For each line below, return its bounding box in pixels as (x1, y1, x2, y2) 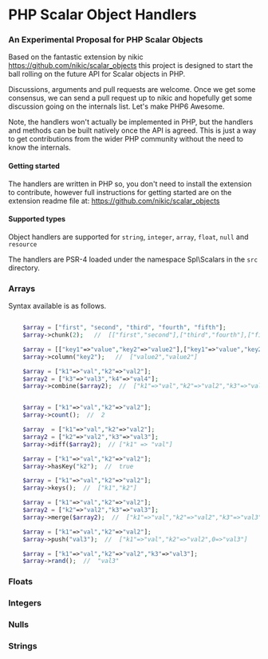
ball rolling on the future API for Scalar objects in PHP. (8, 70, 186, 79)
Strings (8, 641, 37, 651)
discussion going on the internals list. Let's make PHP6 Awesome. (8, 102, 225, 111)
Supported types (8, 214, 66, 224)
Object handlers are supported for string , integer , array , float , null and (8, 232, 249, 242)
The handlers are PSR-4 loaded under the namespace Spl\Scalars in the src (8, 254, 258, 264)
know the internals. (8, 142, 72, 153)
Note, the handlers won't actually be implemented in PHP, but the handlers (8, 118, 254, 127)
